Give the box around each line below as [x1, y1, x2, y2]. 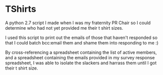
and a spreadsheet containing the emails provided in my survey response [5, 54, 155, 60]
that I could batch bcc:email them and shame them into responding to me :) [5, 39, 159, 45]
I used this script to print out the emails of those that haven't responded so [5, 35, 158, 40]
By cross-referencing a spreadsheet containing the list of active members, [5, 49, 157, 55]
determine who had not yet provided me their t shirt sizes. [5, 25, 123, 31]
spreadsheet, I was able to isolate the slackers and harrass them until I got [5, 60, 157, 66]
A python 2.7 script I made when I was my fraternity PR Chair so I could [5, 20, 151, 26]
